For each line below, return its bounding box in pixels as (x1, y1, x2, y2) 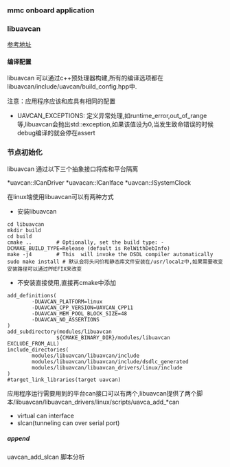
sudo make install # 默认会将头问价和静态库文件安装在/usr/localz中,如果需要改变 (7, 258, 223, 265)
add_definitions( (7, 292, 57, 299)
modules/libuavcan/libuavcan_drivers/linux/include (32, 364, 183, 371)
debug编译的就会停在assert (16, 129, 95, 137)
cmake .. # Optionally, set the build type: (7, 239, 158, 246)
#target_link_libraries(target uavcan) (7, 376, 122, 383)
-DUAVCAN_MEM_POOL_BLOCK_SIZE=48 (32, 310, 128, 317)
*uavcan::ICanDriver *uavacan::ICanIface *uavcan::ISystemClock (7, 178, 192, 187)
